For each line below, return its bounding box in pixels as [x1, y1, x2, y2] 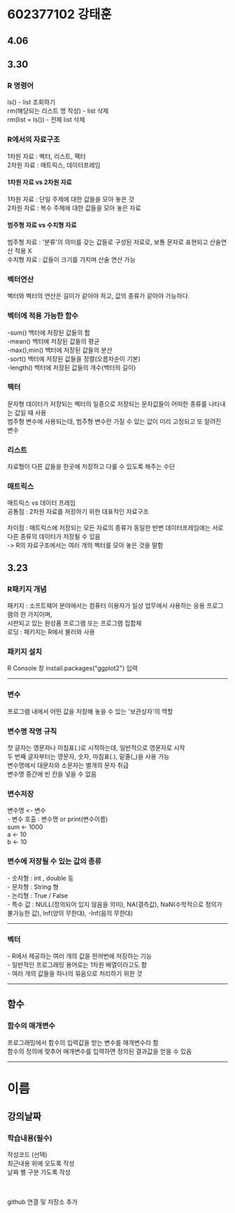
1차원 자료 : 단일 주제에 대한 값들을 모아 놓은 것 [7, 195, 134, 203]
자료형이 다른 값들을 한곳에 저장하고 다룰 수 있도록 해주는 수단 [7, 463, 176, 471]
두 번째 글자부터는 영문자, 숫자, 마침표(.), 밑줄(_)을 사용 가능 [7, 752, 170, 761]
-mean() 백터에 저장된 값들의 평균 [7, 337, 100, 345]
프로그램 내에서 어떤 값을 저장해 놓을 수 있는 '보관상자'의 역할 [7, 707, 173, 715]
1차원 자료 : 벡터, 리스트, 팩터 [7, 152, 86, 160]
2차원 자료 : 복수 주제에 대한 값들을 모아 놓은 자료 [7, 204, 141, 212]
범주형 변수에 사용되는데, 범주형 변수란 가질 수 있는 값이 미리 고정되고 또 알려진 [7, 417, 222, 426]
